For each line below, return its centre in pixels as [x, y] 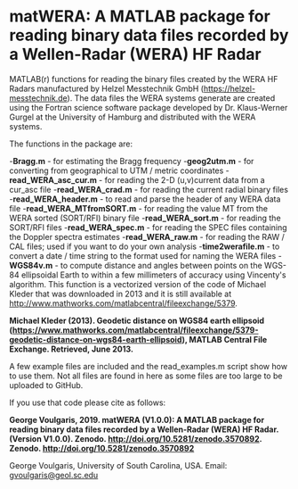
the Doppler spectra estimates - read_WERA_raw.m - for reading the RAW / [147, 236]
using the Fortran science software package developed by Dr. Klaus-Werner [149, 107]
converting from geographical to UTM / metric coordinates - [119, 170]
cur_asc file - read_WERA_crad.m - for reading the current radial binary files [149, 189]
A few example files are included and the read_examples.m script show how [148, 366]
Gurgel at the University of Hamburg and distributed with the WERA [133, 117]
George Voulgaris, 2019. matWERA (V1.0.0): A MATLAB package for [137, 419]
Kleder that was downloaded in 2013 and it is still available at [121, 294]
